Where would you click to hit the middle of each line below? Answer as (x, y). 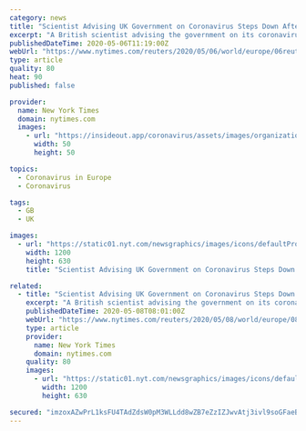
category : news (38, 18)
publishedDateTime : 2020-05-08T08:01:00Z (105, 311)
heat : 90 (26, 77)
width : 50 (52, 145)
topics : (24, 169)
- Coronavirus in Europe (65, 177)
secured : (26, 412)
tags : (20, 202)
